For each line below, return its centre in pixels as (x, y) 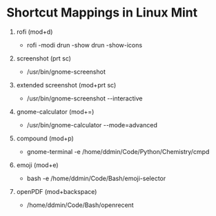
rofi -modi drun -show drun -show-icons (85, 45)
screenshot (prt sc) (44, 58)
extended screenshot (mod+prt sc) (66, 85)
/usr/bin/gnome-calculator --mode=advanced (92, 125)
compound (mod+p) (45, 138)
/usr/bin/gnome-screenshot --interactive (85, 98)
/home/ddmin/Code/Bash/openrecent (80, 205)
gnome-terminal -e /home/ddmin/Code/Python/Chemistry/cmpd (118, 151)
